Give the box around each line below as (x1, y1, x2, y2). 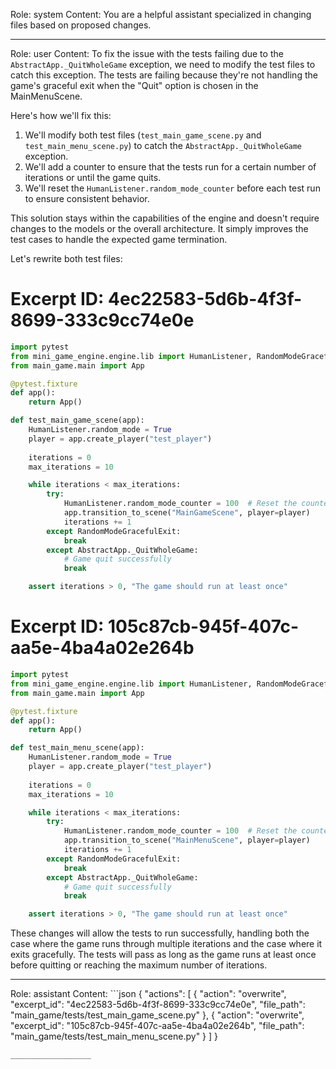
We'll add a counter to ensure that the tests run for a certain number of (24, 161, 317, 173)
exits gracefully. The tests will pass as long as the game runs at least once (10, 949, 317, 961)
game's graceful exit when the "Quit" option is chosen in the (10, 80, 259, 91)
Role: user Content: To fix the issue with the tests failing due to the (10, 48, 284, 59)
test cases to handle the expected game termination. (10, 234, 228, 245)
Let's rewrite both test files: (10, 253, 123, 264)
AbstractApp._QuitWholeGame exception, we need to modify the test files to (10, 59, 316, 70)
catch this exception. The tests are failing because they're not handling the (10, 69, 318, 81)
